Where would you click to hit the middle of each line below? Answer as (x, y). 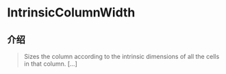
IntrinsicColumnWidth (71, 13)
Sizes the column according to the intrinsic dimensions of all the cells (122, 57)
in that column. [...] (50, 64)
